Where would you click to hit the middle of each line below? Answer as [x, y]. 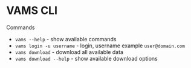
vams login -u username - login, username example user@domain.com [100, 46]
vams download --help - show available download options [86, 58]
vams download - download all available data [69, 52]
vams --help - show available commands [66, 39]
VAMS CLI [32, 11]
